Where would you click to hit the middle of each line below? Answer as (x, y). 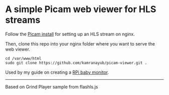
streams (23, 20)
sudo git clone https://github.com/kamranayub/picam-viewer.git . (76, 63)
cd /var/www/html (23, 58)
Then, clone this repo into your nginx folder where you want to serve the (80, 43)
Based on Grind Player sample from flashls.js (52, 86)
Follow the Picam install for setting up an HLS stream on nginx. (70, 34)
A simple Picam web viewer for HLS (81, 9)
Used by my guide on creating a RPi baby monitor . (57, 72)
